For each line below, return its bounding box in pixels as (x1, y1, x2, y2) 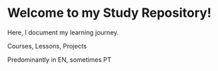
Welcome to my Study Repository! (7, 5, 212, 21)
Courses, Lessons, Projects (7, 41, 87, 50)
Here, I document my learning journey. (7, 28, 119, 37)
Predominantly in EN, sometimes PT (7, 55, 111, 64)
